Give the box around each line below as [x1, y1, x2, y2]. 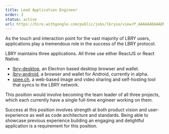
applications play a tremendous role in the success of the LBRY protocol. [5, 41, 156, 47]
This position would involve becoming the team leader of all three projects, [5, 92, 160, 98]
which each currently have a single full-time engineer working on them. [5, 97, 153, 103]
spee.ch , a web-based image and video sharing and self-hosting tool [12, 76, 156, 82]
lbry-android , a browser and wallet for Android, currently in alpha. [12, 71, 149, 77]
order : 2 [5, 12, 24, 17]
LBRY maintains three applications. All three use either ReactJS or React [5, 51, 155, 57]
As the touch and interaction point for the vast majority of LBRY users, [5, 35, 150, 41]
